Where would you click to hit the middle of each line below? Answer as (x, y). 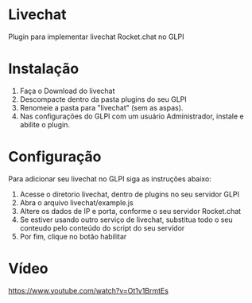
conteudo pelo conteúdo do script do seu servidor (102, 227)
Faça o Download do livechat (67, 91)
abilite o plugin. (45, 124)
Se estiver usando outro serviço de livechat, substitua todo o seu (126, 219)
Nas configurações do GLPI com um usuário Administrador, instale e (132, 116)
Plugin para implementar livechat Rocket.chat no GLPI (96, 37)
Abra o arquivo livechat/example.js (76, 202)
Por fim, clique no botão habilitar (73, 236)
